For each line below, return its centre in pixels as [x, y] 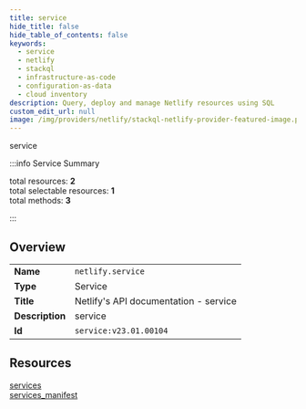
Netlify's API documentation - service [155, 300]
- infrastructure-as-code [67, 78]
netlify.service [110, 271]
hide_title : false [44, 26]
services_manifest [44, 394]
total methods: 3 [40, 201]
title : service [38, 18]
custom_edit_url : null [52, 111]
